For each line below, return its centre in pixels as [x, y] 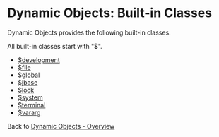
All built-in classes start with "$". [55, 46]
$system [30, 97]
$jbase [28, 82]
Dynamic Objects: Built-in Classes [110, 13]
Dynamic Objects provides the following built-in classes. [89, 32]
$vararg [29, 112]
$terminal [31, 105]
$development [39, 60]
